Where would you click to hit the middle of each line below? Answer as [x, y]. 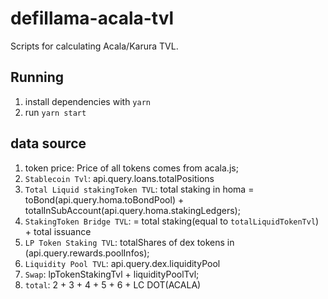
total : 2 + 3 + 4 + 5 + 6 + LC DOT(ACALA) [113, 284]
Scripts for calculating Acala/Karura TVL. [94, 46]
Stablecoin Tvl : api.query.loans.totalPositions [119, 178]
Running [37, 77]
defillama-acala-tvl [92, 18]
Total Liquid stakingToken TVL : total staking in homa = [139, 189]
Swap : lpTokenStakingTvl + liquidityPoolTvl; [112, 274]
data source [48, 143]
